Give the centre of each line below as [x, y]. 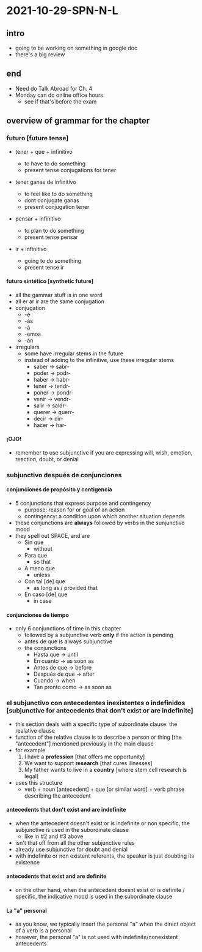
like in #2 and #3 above [54, 836]
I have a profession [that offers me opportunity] [85, 757]
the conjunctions [45, 648]
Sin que [34, 542]
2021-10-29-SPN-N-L [62, 11]
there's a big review [40, 55]
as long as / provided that [65, 588]
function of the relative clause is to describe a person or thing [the [98, 737]
